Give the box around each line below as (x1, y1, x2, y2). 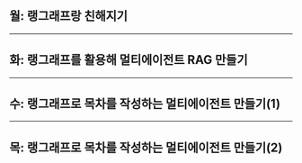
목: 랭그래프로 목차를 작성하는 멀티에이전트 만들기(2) (9, 140, 283, 155)
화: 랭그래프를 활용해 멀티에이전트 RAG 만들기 (9, 52, 248, 68)
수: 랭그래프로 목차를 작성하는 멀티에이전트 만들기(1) (9, 96, 281, 112)
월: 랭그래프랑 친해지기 (9, 8, 129, 24)
